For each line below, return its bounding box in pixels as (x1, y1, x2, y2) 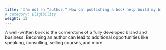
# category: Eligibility (5, 12, 56, 17)
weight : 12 (5, 16, 28, 21)
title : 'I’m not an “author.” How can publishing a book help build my (5, 7, 156, 12)
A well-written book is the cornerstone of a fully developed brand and (5, 30, 147, 35)
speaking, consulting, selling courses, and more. (5, 40, 104, 46)
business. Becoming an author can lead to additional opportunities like (5, 34, 148, 40)
